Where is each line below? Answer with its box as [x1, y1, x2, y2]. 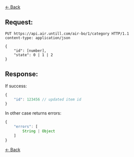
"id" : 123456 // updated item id [14, 97, 82, 102]
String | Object [22, 129, 55, 134]
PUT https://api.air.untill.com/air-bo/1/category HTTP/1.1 [5, 31, 130, 36]
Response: [5, 70, 38, 78]
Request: [5, 18, 33, 26]
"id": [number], [14, 48, 47, 53]
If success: [5, 83, 27, 89]
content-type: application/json [5, 35, 70, 40]
